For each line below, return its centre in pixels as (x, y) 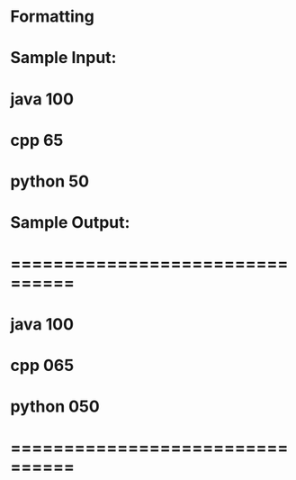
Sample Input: (63, 58)
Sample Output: (70, 223)
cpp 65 (37, 140)
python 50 (49, 181)
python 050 (55, 406)
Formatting (53, 17)
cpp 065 (42, 365)
